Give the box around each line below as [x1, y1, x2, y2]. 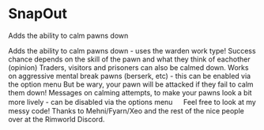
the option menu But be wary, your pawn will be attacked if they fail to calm [8, 80, 255, 89]
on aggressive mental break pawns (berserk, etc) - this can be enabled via [8, 71, 251, 80]
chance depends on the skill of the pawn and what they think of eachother [8, 54, 251, 64]
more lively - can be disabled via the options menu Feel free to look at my [8, 97, 257, 106]
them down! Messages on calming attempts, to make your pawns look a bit [8, 87, 252, 97]
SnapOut [8, 5, 67, 23]
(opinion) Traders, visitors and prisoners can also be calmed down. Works [8, 62, 249, 72]
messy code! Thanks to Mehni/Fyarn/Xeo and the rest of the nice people [8, 106, 245, 115]
